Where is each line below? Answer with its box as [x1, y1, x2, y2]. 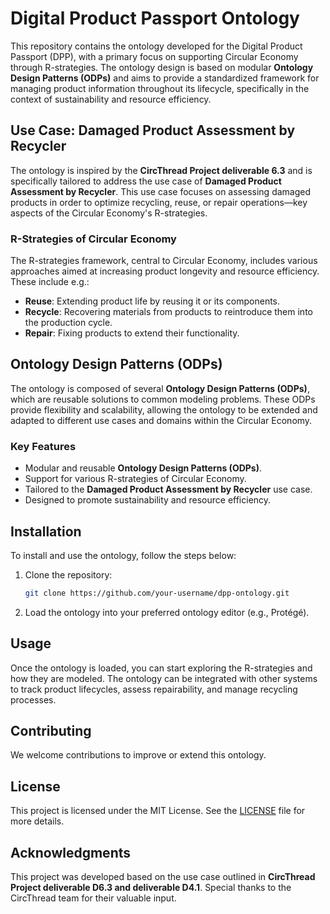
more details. [10, 815, 65, 827]
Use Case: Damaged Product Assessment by [10, 122, 296, 139]
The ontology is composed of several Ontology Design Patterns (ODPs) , [10, 382, 310, 394]
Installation [10, 523, 82, 540]
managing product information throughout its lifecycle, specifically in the [10, 82, 310, 94]
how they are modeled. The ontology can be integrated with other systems [10, 672, 318, 684]
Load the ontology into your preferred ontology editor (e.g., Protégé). [24, 606, 310, 618]
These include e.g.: [10, 276, 90, 288]
